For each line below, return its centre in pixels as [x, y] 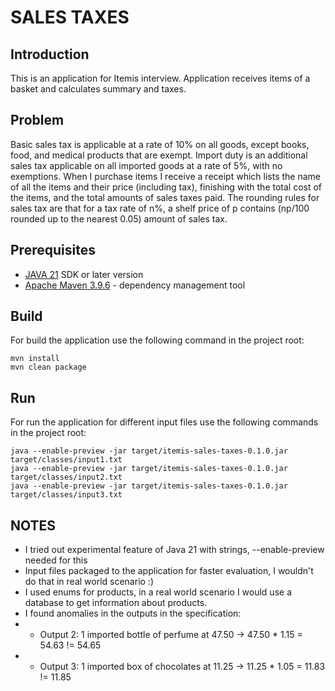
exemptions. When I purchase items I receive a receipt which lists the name [165, 176]
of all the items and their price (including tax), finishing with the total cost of [166, 187]
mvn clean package [48, 367]
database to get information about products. [116, 603]
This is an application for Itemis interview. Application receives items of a [160, 78]
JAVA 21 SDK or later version [84, 274]
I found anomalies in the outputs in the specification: [133, 613]
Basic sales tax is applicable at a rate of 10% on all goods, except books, [160, 144]
